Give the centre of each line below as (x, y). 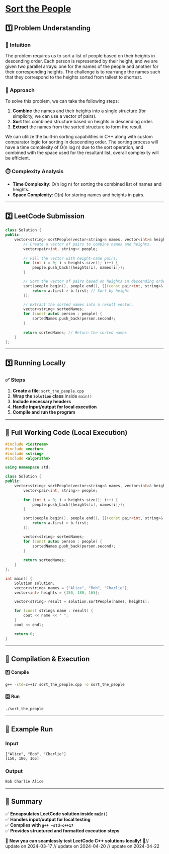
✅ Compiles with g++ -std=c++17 (39, 825)
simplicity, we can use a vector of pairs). (54, 116)
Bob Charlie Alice (24, 782)
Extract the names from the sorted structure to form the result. (77, 127)
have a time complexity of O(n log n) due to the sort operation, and (74, 147)
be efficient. (18, 158)
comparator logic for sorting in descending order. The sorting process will (82, 142)
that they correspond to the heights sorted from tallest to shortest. (74, 77)
